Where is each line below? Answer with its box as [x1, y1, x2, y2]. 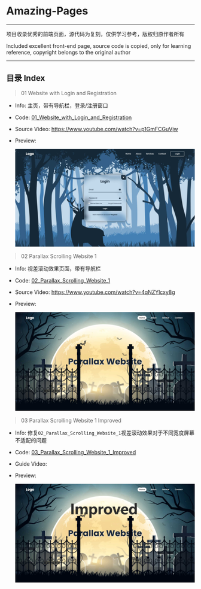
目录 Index [6, 73, 45, 83]
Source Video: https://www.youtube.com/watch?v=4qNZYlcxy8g [14, 289, 175, 296]
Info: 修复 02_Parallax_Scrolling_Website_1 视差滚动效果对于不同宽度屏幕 [14, 429, 194, 436]
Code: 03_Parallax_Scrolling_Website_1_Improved [14, 449, 136, 456]
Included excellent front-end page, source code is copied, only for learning [6, 42, 191, 49]
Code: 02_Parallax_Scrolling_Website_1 [14, 277, 111, 284]
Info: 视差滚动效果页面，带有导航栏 [14, 265, 101, 272]
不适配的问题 [14, 437, 47, 444]
